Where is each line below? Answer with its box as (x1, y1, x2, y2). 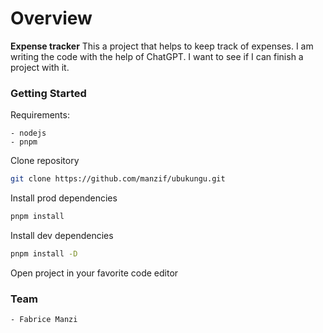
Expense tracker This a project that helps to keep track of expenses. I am (10, 40, 314, 52)
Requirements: (10, 109, 70, 121)
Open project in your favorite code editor (10, 267, 179, 279)
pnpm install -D (10, 248, 78, 259)
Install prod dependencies (10, 192, 118, 204)
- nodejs (10, 128, 47, 139)
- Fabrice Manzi (10, 315, 78, 325)
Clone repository (10, 155, 80, 167)
